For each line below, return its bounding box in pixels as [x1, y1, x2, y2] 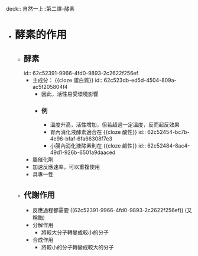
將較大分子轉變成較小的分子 [41, 229, 109, 236]
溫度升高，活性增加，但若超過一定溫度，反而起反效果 [50, 121, 180, 129]
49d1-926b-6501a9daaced [50, 149, 116, 156]
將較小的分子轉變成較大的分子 [41, 244, 114, 251]
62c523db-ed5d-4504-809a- [103, 76, 177, 84]
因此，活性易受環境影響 [41, 91, 99, 97]
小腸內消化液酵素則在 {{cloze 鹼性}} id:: [50, 142, 146, 149]
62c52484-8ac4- [147, 142, 190, 149]
